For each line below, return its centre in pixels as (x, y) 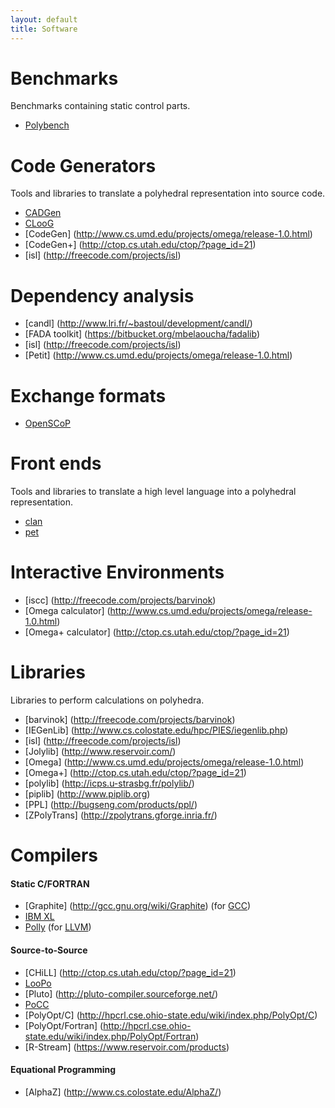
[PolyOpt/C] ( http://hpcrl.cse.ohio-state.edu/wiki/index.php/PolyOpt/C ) (171, 1015)
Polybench (47, 125)
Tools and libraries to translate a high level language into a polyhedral (153, 492)
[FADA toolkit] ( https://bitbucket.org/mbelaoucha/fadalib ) (142, 334)
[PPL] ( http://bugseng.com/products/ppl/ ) (111, 805)
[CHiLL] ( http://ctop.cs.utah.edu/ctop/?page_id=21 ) (130, 972)
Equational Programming (63, 1070)
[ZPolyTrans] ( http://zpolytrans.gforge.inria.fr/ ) (121, 815)
